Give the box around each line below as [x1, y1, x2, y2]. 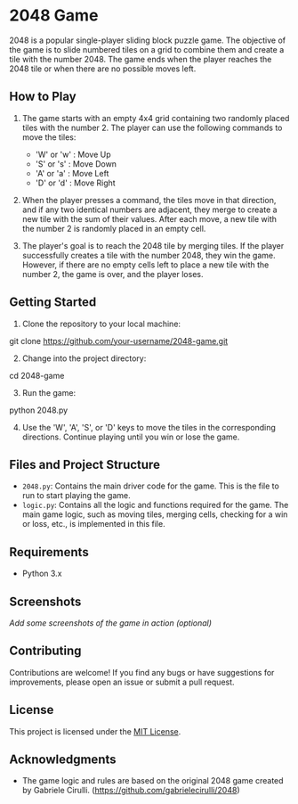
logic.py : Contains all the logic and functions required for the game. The [21, 500, 289, 511]
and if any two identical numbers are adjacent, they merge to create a [21, 204, 278, 215]
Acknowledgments [9, 752, 117, 767]
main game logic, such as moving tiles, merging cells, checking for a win [21, 509, 288, 520]
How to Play [9, 89, 77, 104]
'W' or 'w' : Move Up [35, 149, 111, 160]
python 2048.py [9, 405, 68, 415]
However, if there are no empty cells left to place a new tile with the [21, 259, 270, 270]
